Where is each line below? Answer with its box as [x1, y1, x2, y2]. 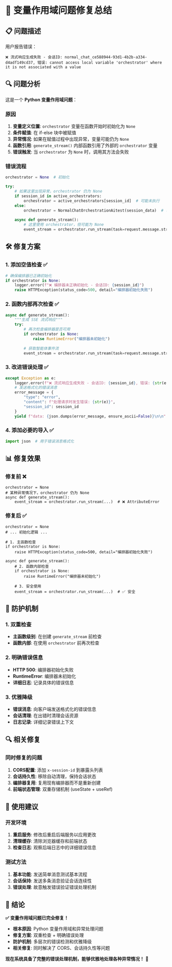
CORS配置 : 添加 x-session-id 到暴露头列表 [12, 767, 103, 773]
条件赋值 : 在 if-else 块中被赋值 [12, 130, 77, 136]
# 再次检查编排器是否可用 [24, 327, 71, 332]
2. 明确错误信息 [5, 654, 44, 661]
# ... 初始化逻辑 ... [5, 530, 48, 535]
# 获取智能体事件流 [24, 346, 59, 351]
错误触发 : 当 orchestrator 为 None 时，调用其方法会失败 [12, 149, 130, 155]
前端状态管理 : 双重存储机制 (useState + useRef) [12, 786, 113, 792]
